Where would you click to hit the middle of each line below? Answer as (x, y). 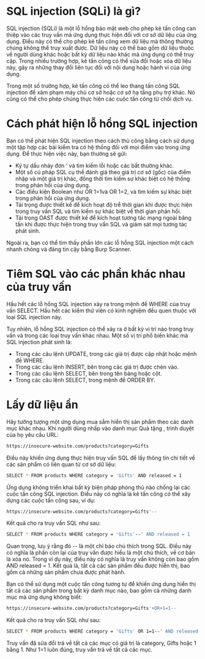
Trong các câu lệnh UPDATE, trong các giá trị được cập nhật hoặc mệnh (106, 353)
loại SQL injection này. (34, 317)
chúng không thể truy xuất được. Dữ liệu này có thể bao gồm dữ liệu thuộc (100, 48)
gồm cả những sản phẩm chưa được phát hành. (66, 572)
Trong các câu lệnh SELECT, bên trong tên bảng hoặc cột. (88, 373)
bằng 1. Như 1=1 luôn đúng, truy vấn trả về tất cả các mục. (80, 649)
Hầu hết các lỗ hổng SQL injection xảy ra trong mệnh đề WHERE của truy (99, 304)
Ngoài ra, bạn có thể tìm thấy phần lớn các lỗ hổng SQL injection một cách (100, 242)
